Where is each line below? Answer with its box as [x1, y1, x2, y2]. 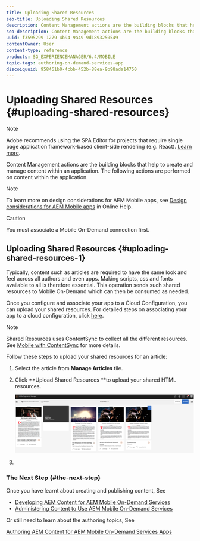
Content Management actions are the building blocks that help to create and [6, 161, 193, 168]
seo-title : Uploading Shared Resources [6, 16, 105, 22]
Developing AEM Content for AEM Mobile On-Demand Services [14, 499, 171, 506]
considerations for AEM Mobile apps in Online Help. [6, 203, 133, 210]
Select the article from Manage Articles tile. [14, 365, 123, 372]
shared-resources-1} [6, 253, 86, 263]
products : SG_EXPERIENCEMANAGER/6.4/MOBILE [6, 54, 116, 60]
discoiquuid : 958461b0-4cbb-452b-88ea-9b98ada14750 [6, 66, 137, 72]
